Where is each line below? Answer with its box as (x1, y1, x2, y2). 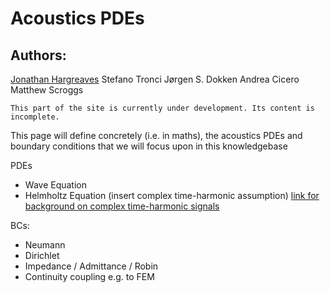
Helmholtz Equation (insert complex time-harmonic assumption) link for (24, 190, 320, 201)
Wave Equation (24, 179, 87, 191)
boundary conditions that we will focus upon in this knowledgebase (10, 140, 288, 152)
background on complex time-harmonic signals (24, 200, 220, 212)
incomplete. (10, 112, 60, 122)
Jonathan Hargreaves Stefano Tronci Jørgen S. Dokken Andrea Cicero (10, 73, 300, 85)
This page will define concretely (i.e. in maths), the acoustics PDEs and (10, 130, 303, 141)
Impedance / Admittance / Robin (24, 260, 159, 272)
